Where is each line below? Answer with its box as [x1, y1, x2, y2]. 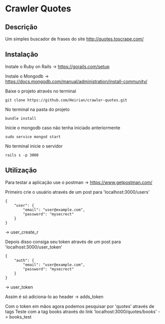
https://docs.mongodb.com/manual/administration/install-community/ [5, 78, 148, 84]
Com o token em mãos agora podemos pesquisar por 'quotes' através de [5, 303, 155, 309]
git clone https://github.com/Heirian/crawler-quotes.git [5, 97, 127, 102]
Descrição [5, 23, 38, 31]
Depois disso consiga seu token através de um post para [5, 239, 121, 244]
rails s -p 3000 [5, 153, 39, 158]
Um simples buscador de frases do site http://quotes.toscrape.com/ [5, 36, 144, 42]
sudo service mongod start [5, 134, 61, 139]
